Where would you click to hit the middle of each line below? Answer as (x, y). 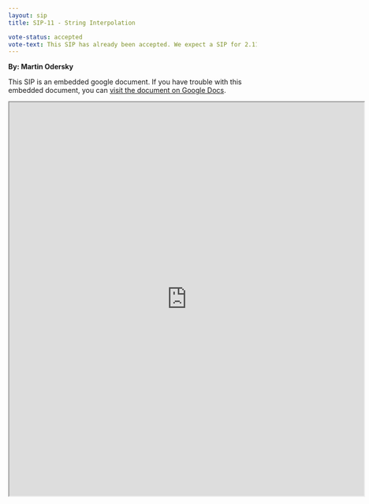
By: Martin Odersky (41, 67)
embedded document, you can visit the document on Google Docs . (117, 91)
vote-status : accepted (45, 37)
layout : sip (28, 15)
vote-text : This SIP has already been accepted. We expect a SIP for (125, 44)
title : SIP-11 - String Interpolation (72, 23)
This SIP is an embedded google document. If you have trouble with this (125, 82)
